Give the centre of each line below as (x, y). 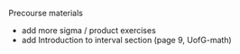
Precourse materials (46, 13)
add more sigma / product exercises (89, 30)
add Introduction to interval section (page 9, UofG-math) (126, 40)
